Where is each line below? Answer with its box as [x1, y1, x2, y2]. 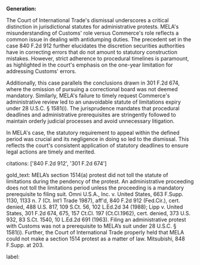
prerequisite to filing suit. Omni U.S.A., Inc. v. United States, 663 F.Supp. [6, 191, 184, 197]
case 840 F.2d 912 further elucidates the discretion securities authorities [6, 42, 185, 49]
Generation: [6, 5, 37, 12]
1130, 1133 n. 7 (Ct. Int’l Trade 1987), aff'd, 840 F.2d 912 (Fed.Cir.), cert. [6, 197, 180, 204]
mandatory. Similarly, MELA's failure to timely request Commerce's [6, 92, 170, 99]
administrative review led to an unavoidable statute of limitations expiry [6, 98, 181, 106]
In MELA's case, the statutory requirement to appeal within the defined [6, 129, 180, 136]
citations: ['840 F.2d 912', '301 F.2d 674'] [6, 160, 107, 167]
